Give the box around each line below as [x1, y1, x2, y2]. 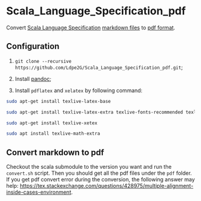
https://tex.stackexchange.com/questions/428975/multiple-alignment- [20, 182, 194, 190]
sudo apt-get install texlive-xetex [6, 120, 98, 126]
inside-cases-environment [6, 188, 72, 196]
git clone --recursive [14, 58, 72, 64]
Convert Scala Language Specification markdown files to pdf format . [6, 24, 175, 31]
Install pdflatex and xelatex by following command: [14, 87, 142, 94]
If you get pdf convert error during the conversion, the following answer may [6, 176, 196, 183]
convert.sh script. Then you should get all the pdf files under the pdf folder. [6, 169, 193, 177]
